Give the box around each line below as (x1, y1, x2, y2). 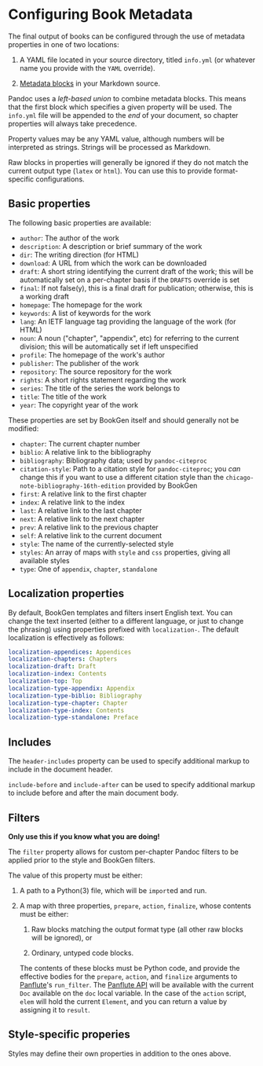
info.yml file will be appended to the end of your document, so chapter (8, 110, 239, 119)
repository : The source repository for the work (19, 367, 173, 376)
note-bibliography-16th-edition (19, 482, 126, 490)
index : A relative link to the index (19, 497, 126, 507)
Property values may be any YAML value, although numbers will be (8, 134, 225, 143)
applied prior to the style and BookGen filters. (8, 855, 155, 865)
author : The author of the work (19, 233, 119, 243)
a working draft (19, 291, 69, 301)
